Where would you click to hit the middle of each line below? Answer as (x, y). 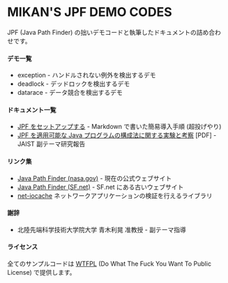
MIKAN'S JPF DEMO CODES (90, 12)
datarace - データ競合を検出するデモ (70, 93)
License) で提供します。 (41, 272)
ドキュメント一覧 (32, 109)
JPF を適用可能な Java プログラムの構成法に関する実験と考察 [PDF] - (117, 135)
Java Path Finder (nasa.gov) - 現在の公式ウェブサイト (94, 178)
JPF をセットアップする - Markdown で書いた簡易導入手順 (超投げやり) (119, 127)
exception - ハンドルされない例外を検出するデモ (86, 75)
